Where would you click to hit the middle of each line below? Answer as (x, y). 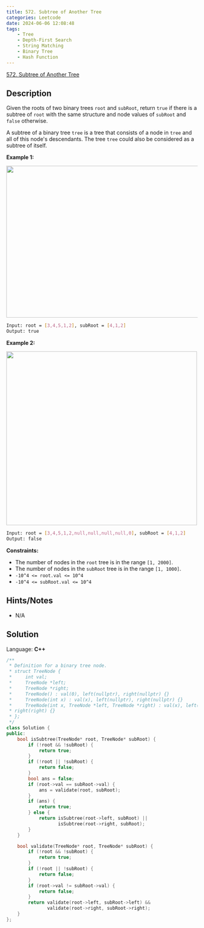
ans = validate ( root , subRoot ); (80, 790)
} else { (39, 813)
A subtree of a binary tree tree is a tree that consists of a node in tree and (99, 133)
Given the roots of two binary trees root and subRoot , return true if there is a (102, 108)
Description (29, 94)
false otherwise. (27, 121)
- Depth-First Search (44, 40)
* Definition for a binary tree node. (58, 666)
